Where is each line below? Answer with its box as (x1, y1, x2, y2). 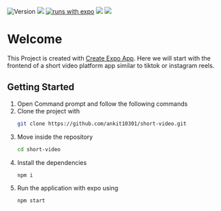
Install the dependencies (16, 158, 87, 166)
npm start (16, 197, 46, 204)
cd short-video (16, 146, 61, 153)
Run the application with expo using (16, 184, 119, 192)
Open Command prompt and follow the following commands (16, 100, 188, 108)
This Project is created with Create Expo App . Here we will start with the (7, 54, 211, 62)
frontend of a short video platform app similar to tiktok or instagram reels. (7, 61, 215, 69)
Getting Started (7, 81, 75, 93)
